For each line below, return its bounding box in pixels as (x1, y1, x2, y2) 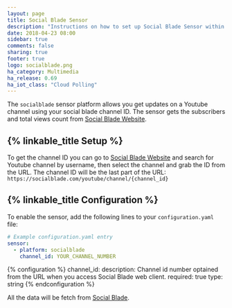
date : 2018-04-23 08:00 (7, 29, 76, 37)
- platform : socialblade (13, 246, 85, 253)
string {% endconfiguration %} (7, 280, 95, 289)
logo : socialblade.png (7, 62, 73, 69)
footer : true (7, 55, 45, 62)
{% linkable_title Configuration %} (7, 194, 159, 206)
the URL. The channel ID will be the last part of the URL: (7, 168, 166, 177)
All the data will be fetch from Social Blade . (7, 293, 130, 302)
